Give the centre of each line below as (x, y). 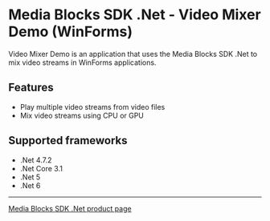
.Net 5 (30, 177)
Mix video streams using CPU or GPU (82, 115)
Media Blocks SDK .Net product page (70, 208)
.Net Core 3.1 (41, 168)
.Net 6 (30, 185)
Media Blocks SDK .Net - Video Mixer (135, 15)
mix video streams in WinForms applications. (82, 62)
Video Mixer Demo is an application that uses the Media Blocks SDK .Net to (133, 54)
